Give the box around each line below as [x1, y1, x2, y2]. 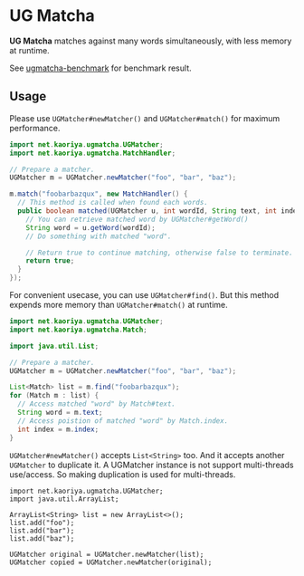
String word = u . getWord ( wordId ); [25, 223, 156, 232]
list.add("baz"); [9, 533, 75, 543]
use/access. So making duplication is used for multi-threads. [9, 468, 236, 480]
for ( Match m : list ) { [9, 391, 100, 400]
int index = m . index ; [17, 425, 100, 434]
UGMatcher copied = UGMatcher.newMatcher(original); [9, 558, 213, 567]
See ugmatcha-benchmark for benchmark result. [9, 62, 192, 73]
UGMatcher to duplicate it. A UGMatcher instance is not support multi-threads [9, 459, 294, 470]
